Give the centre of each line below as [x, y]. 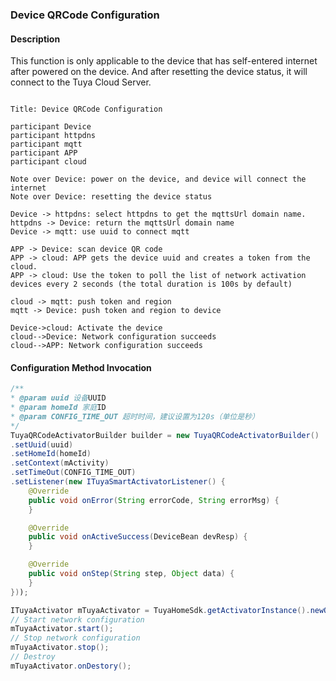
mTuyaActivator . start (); [62, 629]
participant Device [51, 127]
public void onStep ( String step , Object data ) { [131, 574]
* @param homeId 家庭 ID [58, 408]
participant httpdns [53, 136]
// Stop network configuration [75, 638]
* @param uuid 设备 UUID [58, 398]
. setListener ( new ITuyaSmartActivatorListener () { [118, 482]
